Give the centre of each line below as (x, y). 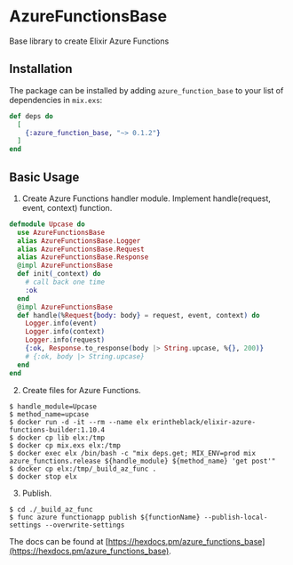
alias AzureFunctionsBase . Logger (79, 241)
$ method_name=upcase (49, 414)
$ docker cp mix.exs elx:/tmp (65, 445)
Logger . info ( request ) (65, 340)
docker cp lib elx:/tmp (61, 438)
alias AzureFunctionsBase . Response (83, 257)
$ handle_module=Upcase (53, 407)
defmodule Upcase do (48, 224)
